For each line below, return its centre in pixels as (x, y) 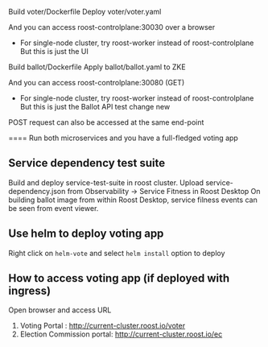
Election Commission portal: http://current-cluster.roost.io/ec (121, 334)
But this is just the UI (54, 51)
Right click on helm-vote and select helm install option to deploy (117, 253)
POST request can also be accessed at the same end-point (106, 122)
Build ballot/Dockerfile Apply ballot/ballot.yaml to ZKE (97, 67)
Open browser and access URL (60, 310)
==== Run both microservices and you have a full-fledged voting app (124, 138)
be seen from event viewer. (54, 208)
